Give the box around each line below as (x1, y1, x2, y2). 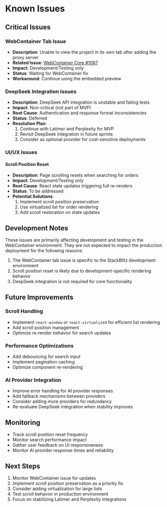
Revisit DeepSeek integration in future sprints (19, 131, 113, 137)
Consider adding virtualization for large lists (12, 486, 102, 492)
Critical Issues (5, 23, 51, 31)
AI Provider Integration (5, 377, 61, 384)
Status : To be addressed (12, 188, 64, 194)
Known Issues (5, 3, 65, 14)
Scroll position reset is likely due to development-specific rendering (12, 268, 152, 274)
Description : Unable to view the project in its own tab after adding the (12, 49, 157, 55)
